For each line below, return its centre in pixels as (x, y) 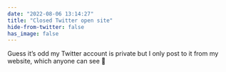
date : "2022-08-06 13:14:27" (51, 14)
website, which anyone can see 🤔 (56, 61)
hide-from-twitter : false (46, 27)
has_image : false (33, 34)
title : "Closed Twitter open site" (60, 20)
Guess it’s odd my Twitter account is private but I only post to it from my (113, 54)
